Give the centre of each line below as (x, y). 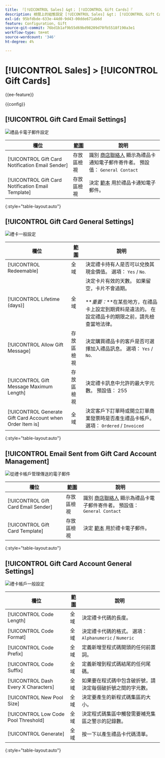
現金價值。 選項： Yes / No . (116, 272)
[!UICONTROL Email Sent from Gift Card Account (81, 454)
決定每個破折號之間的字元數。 (116, 688)
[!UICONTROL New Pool (35, 697)
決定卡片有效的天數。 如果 (116, 281)
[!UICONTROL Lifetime (34, 299)
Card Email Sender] (30, 507)
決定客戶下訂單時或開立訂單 (117, 411)
